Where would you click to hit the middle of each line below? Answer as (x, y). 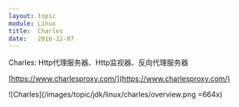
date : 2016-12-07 (41, 39)
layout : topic (33, 16)
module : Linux (33, 24)
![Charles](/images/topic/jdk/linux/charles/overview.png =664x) (115, 95)
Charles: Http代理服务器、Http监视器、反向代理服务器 (98, 62)
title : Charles (36, 31)
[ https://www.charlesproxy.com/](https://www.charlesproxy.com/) (119, 79)
